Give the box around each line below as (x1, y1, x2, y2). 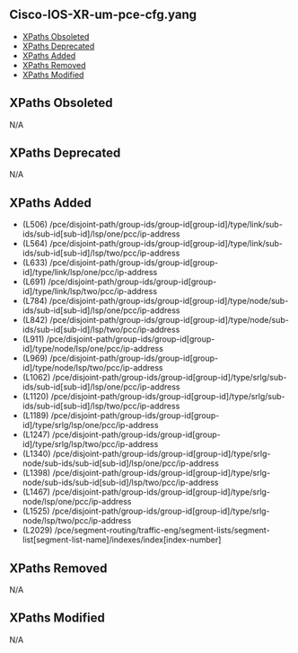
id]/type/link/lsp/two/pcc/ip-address (22, 286, 158, 297)
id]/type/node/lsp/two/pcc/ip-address (22, 362, 163, 373)
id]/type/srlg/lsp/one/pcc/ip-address (22, 420, 159, 431)
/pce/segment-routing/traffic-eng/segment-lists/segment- (54, 525, 271, 536)
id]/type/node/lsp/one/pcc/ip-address (22, 344, 164, 354)
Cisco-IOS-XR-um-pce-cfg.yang (9, 7, 197, 22)
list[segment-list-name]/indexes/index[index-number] (22, 534, 222, 545)
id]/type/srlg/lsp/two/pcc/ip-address (22, 439, 159, 450)
